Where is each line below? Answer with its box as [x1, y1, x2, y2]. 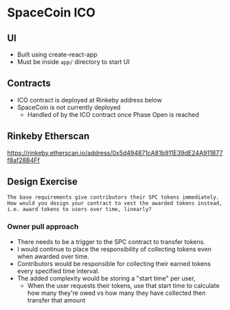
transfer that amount [27, 296, 86, 304]
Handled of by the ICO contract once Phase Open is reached [27, 110, 199, 118]
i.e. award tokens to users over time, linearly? [7, 206, 152, 213]
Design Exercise [7, 176, 78, 188]
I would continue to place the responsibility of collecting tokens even [16, 245, 211, 253]
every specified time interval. [16, 267, 100, 275]
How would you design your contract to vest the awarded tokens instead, [7, 200, 223, 207]
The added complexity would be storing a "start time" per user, [16, 274, 196, 283]
